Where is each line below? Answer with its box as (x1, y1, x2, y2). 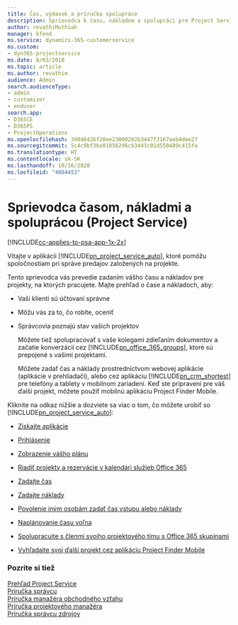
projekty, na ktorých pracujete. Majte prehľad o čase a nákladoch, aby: (7, 280, 214, 289)
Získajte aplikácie (17, 421, 69, 430)
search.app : (7, 109, 42, 116)
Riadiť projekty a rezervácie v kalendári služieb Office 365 (17, 463, 188, 472)
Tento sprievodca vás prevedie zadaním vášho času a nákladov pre (7, 272, 204, 281)
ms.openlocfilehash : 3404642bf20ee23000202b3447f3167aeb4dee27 (7, 135, 198, 143)
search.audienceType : (7, 83, 72, 90)
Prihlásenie (17, 436, 51, 444)
